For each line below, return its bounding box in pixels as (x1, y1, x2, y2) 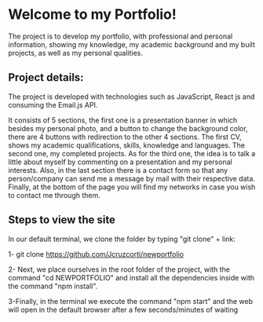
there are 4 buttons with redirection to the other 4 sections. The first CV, (8, 132, 242, 141)
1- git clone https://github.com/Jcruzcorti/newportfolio (8, 249, 184, 258)
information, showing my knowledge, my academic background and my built (8, 39, 255, 49)
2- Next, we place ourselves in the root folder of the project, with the (8, 265, 230, 274)
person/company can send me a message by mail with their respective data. (8, 174, 255, 183)
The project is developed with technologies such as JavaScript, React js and (8, 92, 255, 101)
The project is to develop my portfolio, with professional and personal (8, 31, 233, 41)
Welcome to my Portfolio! (8, 5, 177, 24)
